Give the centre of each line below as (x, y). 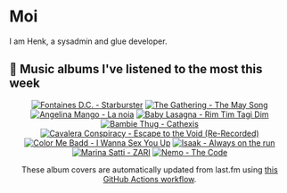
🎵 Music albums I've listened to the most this (136, 69)
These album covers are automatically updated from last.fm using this (150, 169)
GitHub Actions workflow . (150, 179)
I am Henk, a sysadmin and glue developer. (88, 41)
